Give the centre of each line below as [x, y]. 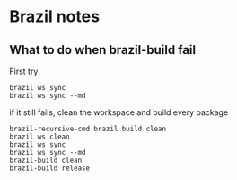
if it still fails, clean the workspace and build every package [119, 112]
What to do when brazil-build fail [102, 50]
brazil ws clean [39, 137]
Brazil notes [55, 17]
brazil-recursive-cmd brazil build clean [88, 129]
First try [24, 71]
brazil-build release [50, 168]
